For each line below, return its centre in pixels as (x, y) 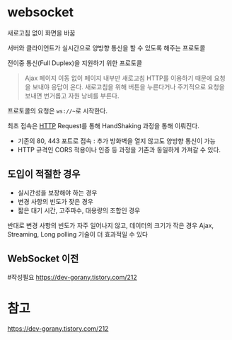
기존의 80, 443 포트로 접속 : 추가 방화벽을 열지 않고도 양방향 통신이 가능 (116, 141)
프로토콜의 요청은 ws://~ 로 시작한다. (58, 110)
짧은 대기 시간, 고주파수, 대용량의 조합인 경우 (79, 210)
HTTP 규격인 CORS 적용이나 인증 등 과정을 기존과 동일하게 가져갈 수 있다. (119, 149)
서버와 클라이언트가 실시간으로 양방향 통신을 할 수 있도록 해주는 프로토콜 (106, 47)
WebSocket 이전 (43, 259)
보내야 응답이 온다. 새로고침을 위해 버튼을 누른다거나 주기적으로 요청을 (128, 86)
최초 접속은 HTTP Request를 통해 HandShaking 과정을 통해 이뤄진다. (104, 125)
